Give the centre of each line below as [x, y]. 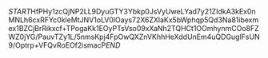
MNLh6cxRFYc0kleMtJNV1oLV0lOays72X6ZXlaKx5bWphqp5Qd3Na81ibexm [134, 20]
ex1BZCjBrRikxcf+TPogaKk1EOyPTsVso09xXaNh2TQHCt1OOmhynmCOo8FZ [134, 28]
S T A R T [20, 12]
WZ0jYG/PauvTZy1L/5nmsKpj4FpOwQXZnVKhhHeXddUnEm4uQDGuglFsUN [134, 37]
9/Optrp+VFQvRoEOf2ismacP [57, 45]
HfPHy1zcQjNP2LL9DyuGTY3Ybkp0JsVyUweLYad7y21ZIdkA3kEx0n [143, 12]
